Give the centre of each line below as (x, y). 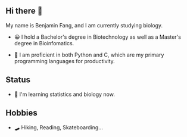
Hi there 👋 (24, 11)
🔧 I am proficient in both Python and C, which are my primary (89, 55)
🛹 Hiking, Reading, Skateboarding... (59, 127)
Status (18, 80)
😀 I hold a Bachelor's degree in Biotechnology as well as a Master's (97, 37)
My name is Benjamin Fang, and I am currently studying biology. (84, 25)
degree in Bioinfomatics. (44, 43)
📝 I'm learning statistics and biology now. (65, 94)
